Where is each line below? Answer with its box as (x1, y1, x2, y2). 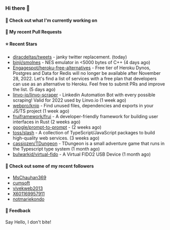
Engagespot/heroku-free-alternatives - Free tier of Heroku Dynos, (12, 65, 151, 71)
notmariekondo (12, 196, 45, 202)
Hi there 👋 (5, 5, 30, 12)
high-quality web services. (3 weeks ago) (12, 135, 100, 141)
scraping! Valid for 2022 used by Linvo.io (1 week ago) (12, 97, 127, 103)
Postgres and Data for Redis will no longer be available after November (12, 70, 161, 76)
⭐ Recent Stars (5, 41, 38, 47)
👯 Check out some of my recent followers (5, 163, 94, 169)
